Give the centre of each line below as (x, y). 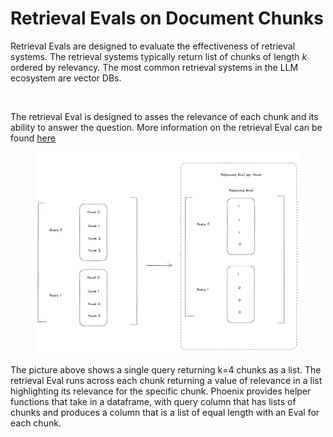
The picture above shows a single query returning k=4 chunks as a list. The (166, 370)
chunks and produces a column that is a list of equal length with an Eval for (165, 413)
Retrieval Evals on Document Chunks (167, 18)
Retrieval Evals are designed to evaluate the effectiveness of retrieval (153, 46)
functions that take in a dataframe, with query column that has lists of (153, 402)
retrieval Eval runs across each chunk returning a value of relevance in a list (166, 381)
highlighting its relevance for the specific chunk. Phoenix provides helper (161, 391)
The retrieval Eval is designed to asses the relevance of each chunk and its (164, 116)
